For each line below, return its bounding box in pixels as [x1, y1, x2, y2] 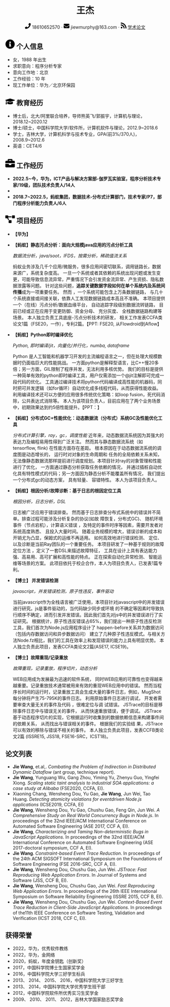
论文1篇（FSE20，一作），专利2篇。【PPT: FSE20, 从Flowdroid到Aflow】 [12, 320, 162, 326]
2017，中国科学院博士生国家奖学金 [12, 965, 85, 971]
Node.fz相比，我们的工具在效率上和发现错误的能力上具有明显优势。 [17, 637, 159, 643]
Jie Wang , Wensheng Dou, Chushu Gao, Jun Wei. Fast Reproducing [12, 882, 155, 889]
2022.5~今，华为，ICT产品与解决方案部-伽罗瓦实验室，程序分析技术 [12, 175, 157, 181]
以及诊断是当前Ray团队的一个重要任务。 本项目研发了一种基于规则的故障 [12, 541, 164, 547]
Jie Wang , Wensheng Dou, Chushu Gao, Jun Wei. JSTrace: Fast [12, 866, 147, 873]
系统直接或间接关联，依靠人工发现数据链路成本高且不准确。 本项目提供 [17, 295, 165, 301]
